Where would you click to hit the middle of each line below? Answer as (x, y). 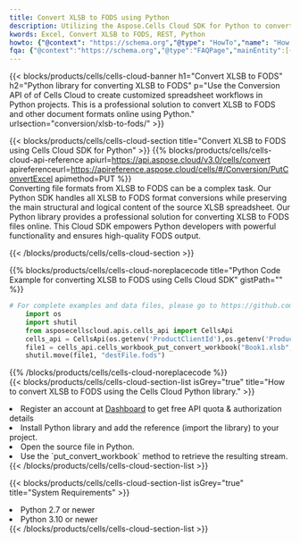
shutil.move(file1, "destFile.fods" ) (96, 355)
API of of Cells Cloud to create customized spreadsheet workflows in (136, 96)
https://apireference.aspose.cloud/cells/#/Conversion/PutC (180, 170)
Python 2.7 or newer (58, 510)
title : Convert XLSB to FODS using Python (89, 17)
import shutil (51, 322)
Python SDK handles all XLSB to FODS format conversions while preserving (148, 198)
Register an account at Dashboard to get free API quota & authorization (151, 409)
